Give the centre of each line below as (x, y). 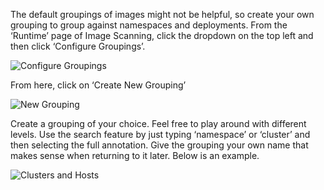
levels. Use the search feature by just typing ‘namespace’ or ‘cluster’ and (160, 134)
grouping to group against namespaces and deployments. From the (149, 25)
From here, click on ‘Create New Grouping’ (98, 85)
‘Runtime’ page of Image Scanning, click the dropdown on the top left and (162, 35)
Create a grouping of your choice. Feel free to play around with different (158, 123)
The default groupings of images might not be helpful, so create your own (162, 14)
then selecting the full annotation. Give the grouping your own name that (159, 145)
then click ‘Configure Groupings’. (78, 46)
